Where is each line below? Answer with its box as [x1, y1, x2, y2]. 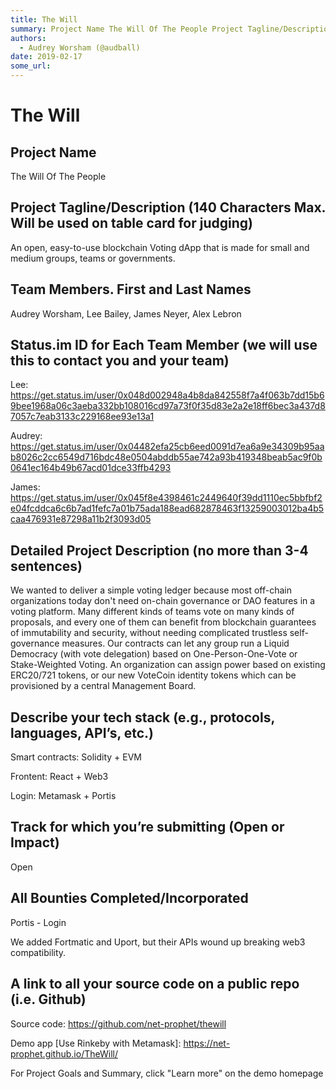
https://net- [183, 1037, 231, 1049]
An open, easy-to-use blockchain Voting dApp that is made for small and [10, 241, 310, 253]
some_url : [10, 61, 52, 71]
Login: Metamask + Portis [10, 790, 117, 802]
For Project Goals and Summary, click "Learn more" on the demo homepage [10, 1067, 324, 1079]
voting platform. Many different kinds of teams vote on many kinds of [10, 606, 295, 618]
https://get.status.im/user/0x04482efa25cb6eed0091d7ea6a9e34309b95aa [10, 441, 325, 453]
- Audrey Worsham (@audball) [19, 42, 141, 53]
